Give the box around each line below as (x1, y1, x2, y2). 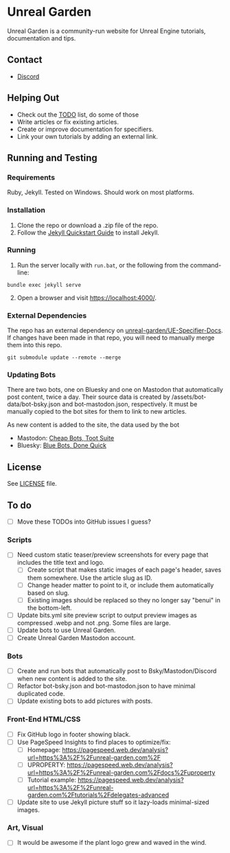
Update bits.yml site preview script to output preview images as (16, 611, 197, 619)
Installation (7, 205, 46, 215)
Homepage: (27, 745, 61, 753)
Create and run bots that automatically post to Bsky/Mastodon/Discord (16, 667, 217, 675)
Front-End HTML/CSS (7, 714, 81, 724)
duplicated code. (16, 690, 65, 698)
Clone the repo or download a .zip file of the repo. (16, 221, 159, 229)
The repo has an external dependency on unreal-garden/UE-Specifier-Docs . (7, 327, 223, 335)
